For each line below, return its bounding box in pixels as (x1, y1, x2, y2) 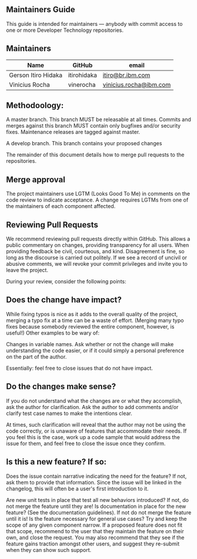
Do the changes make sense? (6, 381, 116, 391)
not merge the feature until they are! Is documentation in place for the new (6, 503, 186, 510)
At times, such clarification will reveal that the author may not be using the (6, 421, 186, 428)
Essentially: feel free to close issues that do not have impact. (6, 364, 153, 371)
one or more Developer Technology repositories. (6, 26, 124, 34)
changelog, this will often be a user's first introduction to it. (6, 485, 149, 492)
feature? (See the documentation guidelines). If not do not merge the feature (6, 508, 192, 516)
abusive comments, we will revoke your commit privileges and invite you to (6, 260, 188, 267)
